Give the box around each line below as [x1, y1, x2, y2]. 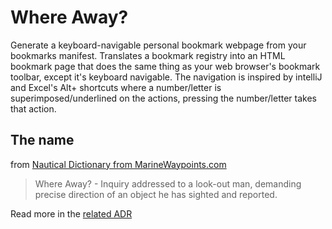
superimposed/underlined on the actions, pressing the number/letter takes [10, 92, 317, 104]
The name [10, 132, 75, 149]
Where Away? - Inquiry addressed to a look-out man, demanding [34, 177, 302, 190]
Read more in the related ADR [10, 207, 133, 220]
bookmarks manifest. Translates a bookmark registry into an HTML [10, 49, 286, 61]
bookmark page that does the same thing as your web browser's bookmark [10, 60, 321, 72]
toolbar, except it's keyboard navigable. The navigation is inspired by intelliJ [10, 71, 323, 83]
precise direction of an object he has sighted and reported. [34, 188, 278, 200]
